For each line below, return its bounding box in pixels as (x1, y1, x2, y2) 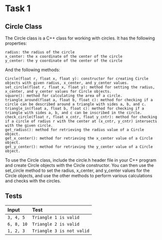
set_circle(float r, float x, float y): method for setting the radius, (5, 85, 155, 90)
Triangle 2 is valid (32, 221, 80, 227)
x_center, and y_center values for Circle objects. (5, 89, 112, 94)
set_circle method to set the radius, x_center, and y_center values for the (5, 167, 150, 173)
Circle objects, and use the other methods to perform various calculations (5, 173, 153, 178)
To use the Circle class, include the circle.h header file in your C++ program (5, 157, 157, 163)
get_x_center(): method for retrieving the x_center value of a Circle (5, 136, 153, 141)
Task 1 (5, 3, 31, 14)
